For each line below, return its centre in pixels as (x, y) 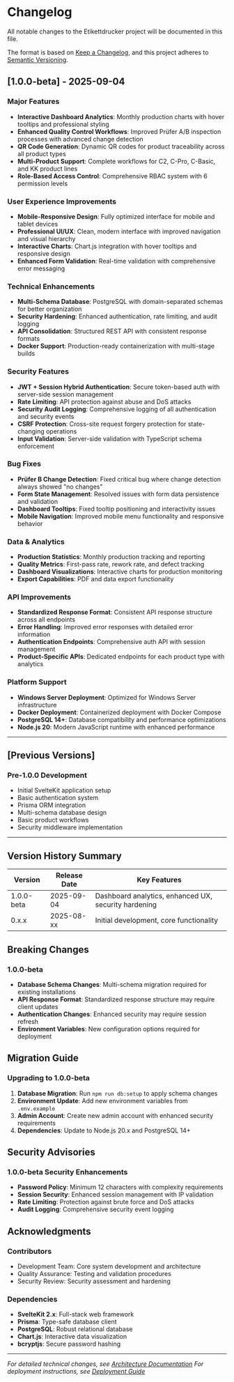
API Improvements (39, 597)
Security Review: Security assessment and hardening (94, 1281)
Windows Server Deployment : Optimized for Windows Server (107, 697)
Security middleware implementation (70, 827)
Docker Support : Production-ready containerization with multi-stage (116, 346)
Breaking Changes (48, 950)
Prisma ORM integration (51, 805)
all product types (41, 153)
